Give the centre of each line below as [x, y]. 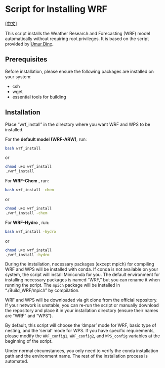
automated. [17, 361]
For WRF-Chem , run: [27, 181]
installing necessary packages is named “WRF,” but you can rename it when [82, 280]
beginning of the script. [29, 341]
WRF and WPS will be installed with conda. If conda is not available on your [82, 269]
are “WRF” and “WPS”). [29, 316]
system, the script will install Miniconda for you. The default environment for [83, 275]
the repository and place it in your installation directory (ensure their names [82, 311]
